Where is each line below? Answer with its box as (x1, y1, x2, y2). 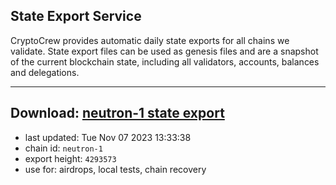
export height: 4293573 (24, 152, 117, 164)
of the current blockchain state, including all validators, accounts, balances (10, 55, 320, 68)
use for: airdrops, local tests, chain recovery (24, 163, 207, 175)
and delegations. (10, 66, 80, 78)
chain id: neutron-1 (24, 142, 103, 154)
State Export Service (10, 8, 142, 25)
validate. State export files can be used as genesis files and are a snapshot (10, 45, 319, 57)
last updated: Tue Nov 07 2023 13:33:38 (24, 131, 192, 143)
